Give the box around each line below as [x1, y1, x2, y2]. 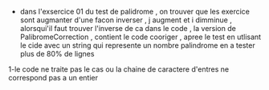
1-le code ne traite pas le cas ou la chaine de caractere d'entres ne [8, 65, 230, 74]
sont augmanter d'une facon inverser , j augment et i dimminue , [19, 15, 233, 25]
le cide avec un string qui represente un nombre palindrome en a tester [19, 41, 255, 50]
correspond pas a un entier [8, 73, 99, 82]
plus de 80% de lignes [19, 49, 95, 58]
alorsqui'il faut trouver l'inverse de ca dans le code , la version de [19, 24, 237, 33]
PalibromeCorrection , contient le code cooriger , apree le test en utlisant [19, 32, 262, 41]
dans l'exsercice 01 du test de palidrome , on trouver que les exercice [19, 7, 251, 16]
